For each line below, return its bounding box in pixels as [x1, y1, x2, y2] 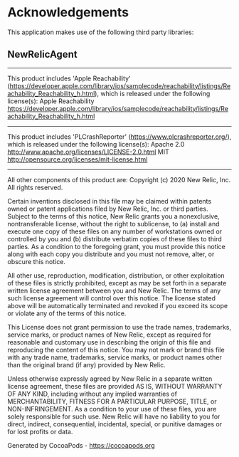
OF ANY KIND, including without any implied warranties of [7, 389, 178, 398]
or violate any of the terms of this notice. [7, 309, 127, 317]
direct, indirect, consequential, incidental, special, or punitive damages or [7, 419, 223, 428]
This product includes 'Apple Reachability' [7, 74, 131, 83]
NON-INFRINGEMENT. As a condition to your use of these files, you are [7, 404, 217, 413]
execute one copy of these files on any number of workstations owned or [7, 227, 223, 236]
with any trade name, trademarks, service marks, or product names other [7, 353, 222, 362]
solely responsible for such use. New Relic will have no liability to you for [7, 412, 221, 421]
